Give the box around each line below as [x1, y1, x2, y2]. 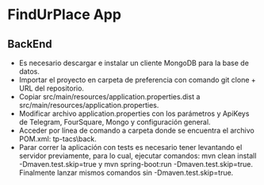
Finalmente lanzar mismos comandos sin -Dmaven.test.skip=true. [18, 168, 234, 177]
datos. [18, 67, 40, 76]
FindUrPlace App [7, 6, 122, 24]
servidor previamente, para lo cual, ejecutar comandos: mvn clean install [18, 151, 257, 160]
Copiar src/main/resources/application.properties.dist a [18, 92, 201, 101]
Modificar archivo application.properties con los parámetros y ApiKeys [18, 109, 250, 118]
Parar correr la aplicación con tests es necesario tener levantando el [18, 143, 243, 152]
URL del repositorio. [18, 83, 85, 93]
